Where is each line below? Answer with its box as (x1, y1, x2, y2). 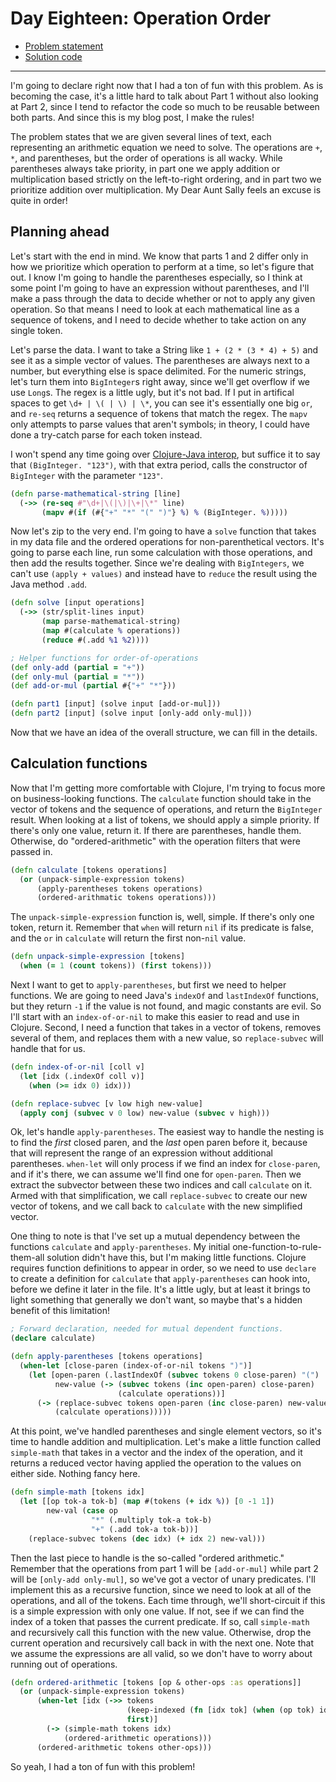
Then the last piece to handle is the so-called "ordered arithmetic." (10, 1552, 285, 1564)
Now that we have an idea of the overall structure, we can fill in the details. (10, 727, 318, 738)
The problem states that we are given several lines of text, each (10, 130, 272, 142)
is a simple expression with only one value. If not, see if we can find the (10, 1605, 305, 1617)
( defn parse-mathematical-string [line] (10, 488, 182, 499)
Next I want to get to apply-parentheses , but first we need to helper (10, 979, 287, 991)
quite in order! (10, 194, 68, 206)
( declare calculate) (10, 1333, 97, 1344)
